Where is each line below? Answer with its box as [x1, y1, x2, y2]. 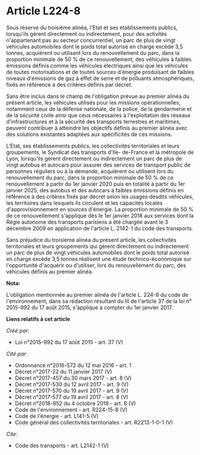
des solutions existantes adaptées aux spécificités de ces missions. [6, 130, 173, 138]
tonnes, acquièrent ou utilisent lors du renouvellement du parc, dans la [6, 49, 180, 56]
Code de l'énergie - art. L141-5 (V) [14, 412, 99, 419]
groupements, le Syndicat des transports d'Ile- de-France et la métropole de [6, 148, 194, 156]
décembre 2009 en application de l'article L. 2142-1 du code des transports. [6, 225, 193, 232]
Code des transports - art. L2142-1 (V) [14, 442, 109, 449]
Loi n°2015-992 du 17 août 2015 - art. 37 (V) [14, 339, 124, 346]
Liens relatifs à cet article [6, 315, 70, 322]
